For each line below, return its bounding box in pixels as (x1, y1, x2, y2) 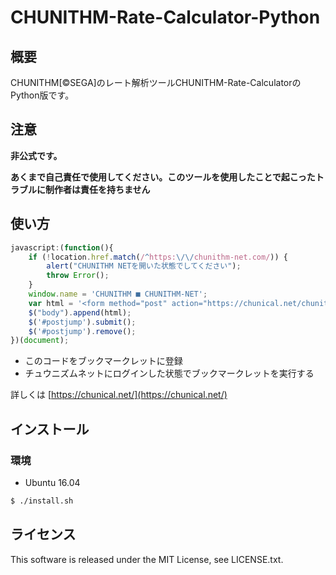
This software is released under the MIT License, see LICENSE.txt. (10, 553, 284, 565)
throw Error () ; (46, 271, 110, 281)
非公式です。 (10, 149, 63, 161)
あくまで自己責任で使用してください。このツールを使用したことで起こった (10, 171, 316, 183)
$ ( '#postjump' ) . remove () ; (28, 326, 137, 336)
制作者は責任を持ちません (44, 183, 151, 195)
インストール (10, 421, 90, 438)
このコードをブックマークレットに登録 (24, 355, 183, 367)
